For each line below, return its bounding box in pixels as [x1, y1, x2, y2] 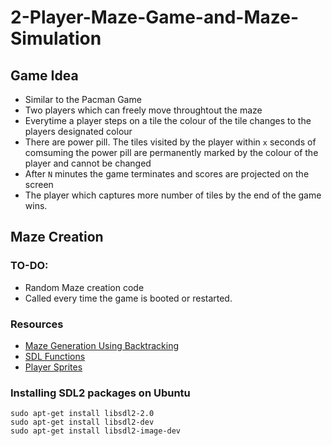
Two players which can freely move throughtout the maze [24, 104, 263, 116]
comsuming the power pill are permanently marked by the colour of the [24, 147, 319, 158]
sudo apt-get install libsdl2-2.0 [10, 409, 155, 419]
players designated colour [24, 126, 133, 137]
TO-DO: [10, 259, 49, 273]
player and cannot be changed [24, 157, 152, 169]
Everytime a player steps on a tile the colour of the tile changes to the [24, 115, 312, 126]
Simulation [10, 27, 102, 50]
